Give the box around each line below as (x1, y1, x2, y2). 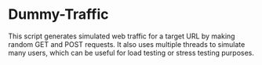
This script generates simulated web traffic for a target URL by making (8, 31, 235, 41)
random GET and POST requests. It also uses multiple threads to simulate (8, 39, 246, 49)
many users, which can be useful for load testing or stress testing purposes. (8, 48, 255, 57)
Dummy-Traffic (8, 5, 109, 23)
